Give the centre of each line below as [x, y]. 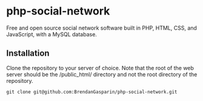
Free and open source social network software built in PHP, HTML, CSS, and [101, 28]
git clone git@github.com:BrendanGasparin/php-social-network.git [92, 92]
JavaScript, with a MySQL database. [52, 34]
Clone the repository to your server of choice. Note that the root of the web [100, 68]
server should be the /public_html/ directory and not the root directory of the [102, 74]
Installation [28, 54]
